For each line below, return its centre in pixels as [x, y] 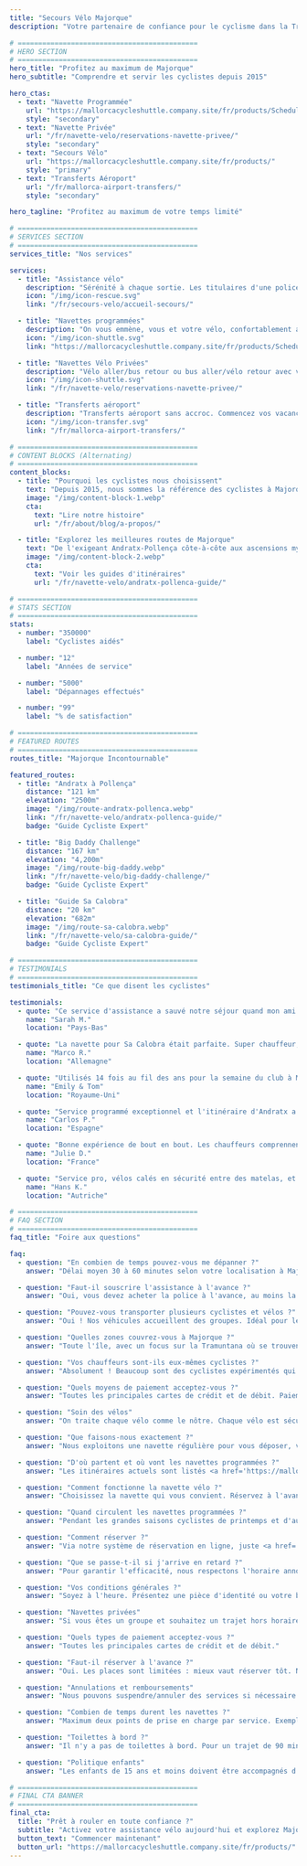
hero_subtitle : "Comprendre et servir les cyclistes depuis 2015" [138, 77]
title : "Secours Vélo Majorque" [71, 18]
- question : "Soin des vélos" [75, 1413]
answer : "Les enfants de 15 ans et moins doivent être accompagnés [157, 1771]
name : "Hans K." [57, 1187]
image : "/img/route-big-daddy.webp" [96, 868]
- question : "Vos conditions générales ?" [100, 1587]
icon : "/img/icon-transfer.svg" [87, 421]
